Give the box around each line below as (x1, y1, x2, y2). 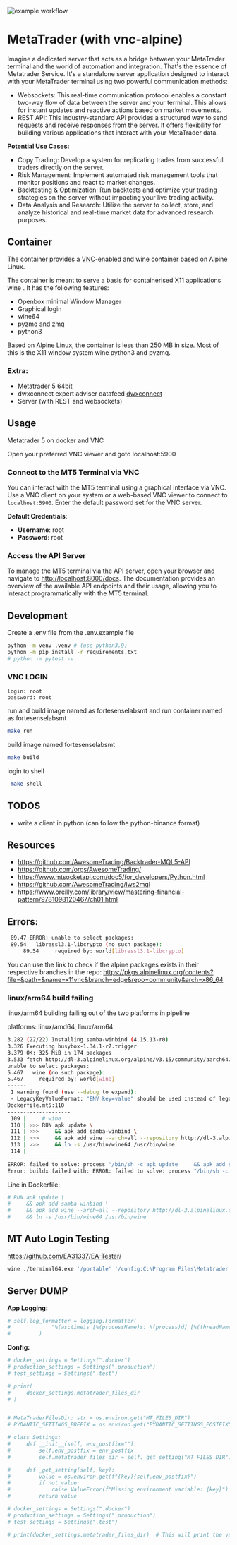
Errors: (7, 916, 39, 928)
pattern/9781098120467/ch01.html (17, 895, 119, 904)
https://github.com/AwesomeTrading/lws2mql (17, 880, 150, 889)
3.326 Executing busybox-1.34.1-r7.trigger (7, 1043, 138, 1050)
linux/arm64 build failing (7, 993, 94, 1002)
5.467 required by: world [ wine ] (7, 1076, 115, 1083)
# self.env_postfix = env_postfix (7, 1447, 134, 1454)
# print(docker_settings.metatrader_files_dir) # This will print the (7, 1531, 222, 1538)
